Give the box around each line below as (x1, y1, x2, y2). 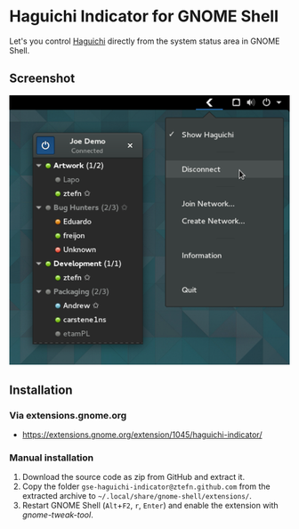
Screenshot (9, 71, 76, 86)
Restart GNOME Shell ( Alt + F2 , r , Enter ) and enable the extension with (21, 501, 279, 511)
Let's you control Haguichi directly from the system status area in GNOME (9, 36, 280, 46)
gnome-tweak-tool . (21, 509, 93, 520)
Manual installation (9, 452, 94, 464)
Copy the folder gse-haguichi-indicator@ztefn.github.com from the (21, 481, 271, 492)
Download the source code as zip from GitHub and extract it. (21, 472, 246, 483)
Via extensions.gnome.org (9, 409, 127, 421)
